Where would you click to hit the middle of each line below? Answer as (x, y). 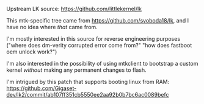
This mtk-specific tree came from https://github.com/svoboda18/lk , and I (98, 20)
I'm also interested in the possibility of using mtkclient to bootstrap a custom (102, 64)
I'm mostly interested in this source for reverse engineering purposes (93, 39)
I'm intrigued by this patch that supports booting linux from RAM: (88, 82)
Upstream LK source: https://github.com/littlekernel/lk (74, 9)
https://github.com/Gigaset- (42, 88)
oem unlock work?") (32, 52)
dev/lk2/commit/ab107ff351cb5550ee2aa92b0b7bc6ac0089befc (88, 95)
